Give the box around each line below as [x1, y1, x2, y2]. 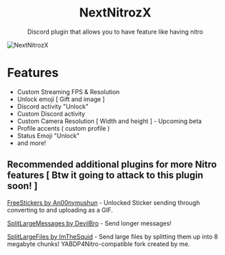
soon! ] [7, 180, 38, 192]
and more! [16, 139, 47, 147]
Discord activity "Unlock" [16, 102, 89, 111]
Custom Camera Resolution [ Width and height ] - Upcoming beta [16, 117, 202, 125]
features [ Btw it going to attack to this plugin [7, 170, 204, 181]
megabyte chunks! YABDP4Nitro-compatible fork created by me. [7, 239, 190, 248]
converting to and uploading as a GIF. [7, 206, 113, 214]
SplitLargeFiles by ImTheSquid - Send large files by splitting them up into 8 [7, 232, 218, 241]
